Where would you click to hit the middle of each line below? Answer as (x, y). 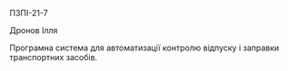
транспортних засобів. (54, 57)
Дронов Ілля (34, 30)
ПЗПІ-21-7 (29, 13)
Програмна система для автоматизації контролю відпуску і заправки (144, 48)
